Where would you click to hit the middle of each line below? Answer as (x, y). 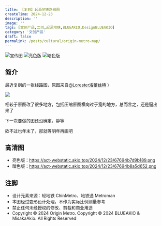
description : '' (21, 18)
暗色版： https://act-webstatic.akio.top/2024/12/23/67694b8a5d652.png (84, 166)
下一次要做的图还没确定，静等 (35, 121)
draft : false (18, 37)
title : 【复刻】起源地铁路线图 (32, 9)
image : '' (15, 23)
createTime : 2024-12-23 (29, 14)
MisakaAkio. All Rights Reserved (44, 218)
